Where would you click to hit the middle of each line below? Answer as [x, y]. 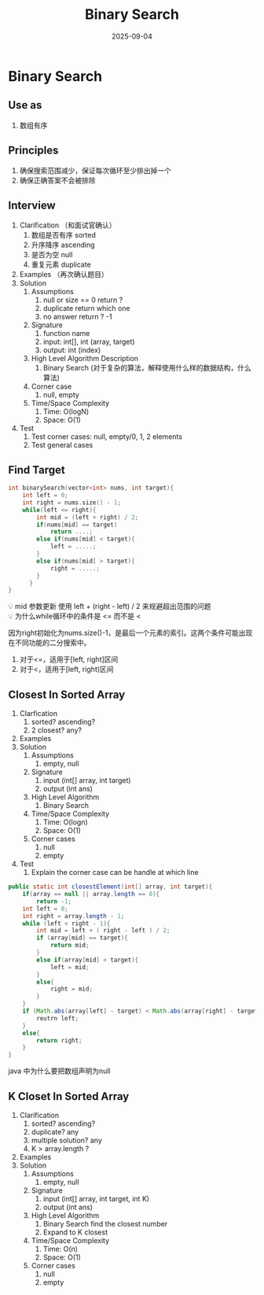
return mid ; [70, 946]
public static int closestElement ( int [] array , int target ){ [110, 887]
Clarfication [38, 714]
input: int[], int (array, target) [89, 342]
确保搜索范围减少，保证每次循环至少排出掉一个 [95, 170]
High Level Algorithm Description [85, 359]
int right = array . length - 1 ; [73, 916]
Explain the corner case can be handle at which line [115, 873]
